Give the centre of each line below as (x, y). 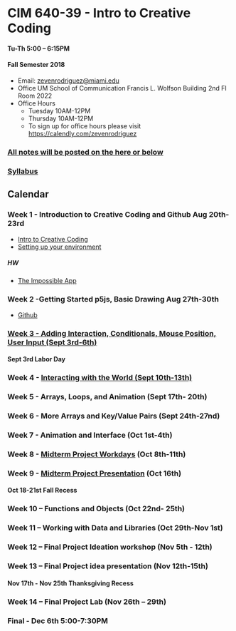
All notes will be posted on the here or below (85, 152)
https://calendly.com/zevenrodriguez (82, 133)
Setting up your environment (59, 247)
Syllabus (23, 171)
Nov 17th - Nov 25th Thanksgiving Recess (70, 583)
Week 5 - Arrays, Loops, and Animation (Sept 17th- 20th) (107, 397)
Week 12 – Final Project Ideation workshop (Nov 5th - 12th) (110, 547)
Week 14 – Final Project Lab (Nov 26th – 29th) (87, 602)
